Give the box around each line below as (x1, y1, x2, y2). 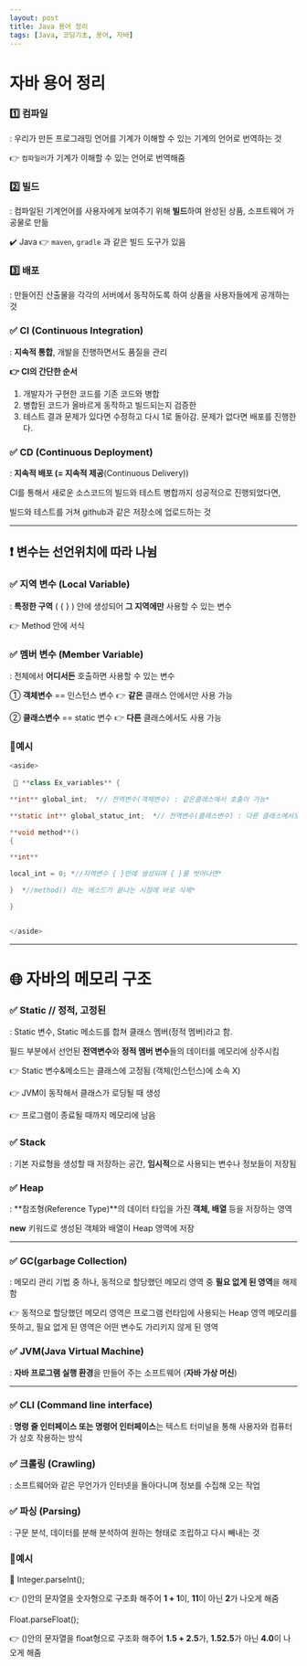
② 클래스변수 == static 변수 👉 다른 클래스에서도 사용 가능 (9, 712, 222, 723)
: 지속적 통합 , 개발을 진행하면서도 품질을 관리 (9, 346, 167, 357)
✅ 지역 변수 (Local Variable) (9, 578, 131, 590)
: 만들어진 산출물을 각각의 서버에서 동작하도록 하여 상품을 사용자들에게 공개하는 (9, 290, 291, 301)
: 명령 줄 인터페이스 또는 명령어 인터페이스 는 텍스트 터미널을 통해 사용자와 (9, 1420, 269, 1431)
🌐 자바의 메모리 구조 (9, 970, 153, 990)
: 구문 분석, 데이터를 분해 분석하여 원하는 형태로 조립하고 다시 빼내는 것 (9, 1527, 260, 1538)
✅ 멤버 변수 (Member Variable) (9, 648, 144, 661)
